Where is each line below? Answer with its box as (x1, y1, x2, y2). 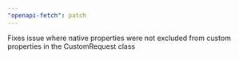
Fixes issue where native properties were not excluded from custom (7, 33, 231, 42)
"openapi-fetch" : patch (7, 11, 87, 20)
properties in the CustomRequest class (7, 41, 136, 51)
